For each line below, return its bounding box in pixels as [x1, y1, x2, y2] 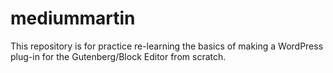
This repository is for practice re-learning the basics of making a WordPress [10, 40, 324, 52]
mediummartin [10, 7, 136, 30]
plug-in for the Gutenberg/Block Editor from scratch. [10, 50, 227, 62]
